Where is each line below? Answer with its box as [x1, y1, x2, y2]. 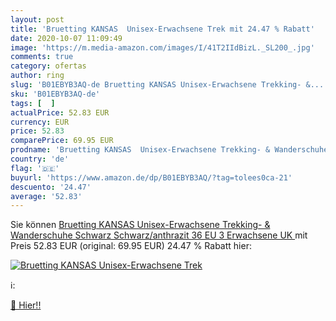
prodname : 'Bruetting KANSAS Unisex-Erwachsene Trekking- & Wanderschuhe [10, 145, 329, 155]
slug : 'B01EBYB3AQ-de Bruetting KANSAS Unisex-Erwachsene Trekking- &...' [10, 80, 329, 90]
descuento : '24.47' [10, 182, 92, 192]
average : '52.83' [10, 191, 83, 201]
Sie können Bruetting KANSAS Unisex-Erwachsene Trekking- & [10, 219, 271, 231]
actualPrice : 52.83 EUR [10, 107, 110, 118]
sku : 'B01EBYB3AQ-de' [10, 89, 101, 99]
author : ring [10, 71, 65, 81]
